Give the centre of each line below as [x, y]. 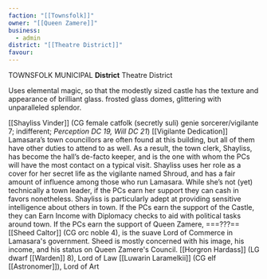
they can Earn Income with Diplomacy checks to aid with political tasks [125, 216]
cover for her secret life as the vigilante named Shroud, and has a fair [122, 173]
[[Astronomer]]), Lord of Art [54, 266]
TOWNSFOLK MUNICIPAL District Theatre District [90, 75]
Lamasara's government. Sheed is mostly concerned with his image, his [126, 241]
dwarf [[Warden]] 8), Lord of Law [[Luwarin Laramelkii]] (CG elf [112, 258]
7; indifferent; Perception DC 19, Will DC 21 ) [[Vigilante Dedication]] [118, 131]
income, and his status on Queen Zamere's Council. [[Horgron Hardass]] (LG [134, 250]
